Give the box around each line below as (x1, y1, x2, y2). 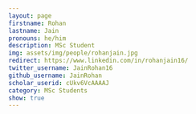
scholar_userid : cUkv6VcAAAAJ (8, 79, 110, 87)
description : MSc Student (8, 42, 95, 50)
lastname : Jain (8, 26, 59, 35)
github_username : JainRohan (8, 71, 103, 79)
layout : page (8, 11, 52, 20)
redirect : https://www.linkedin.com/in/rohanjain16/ (8, 57, 189, 65)
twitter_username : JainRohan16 (8, 64, 113, 72)
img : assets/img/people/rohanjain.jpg (8, 49, 138, 57)
